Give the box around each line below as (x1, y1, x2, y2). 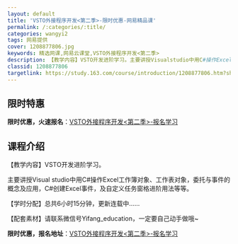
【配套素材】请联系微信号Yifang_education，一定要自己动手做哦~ (7, 214, 199, 223)
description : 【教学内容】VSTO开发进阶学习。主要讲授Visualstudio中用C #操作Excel (7, 57, 232, 64)
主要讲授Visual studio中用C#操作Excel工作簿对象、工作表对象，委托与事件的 (7, 175, 230, 184)
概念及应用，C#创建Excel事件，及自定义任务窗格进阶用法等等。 (7, 185, 193, 193)
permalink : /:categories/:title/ (7, 23, 106, 30)
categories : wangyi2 (7, 30, 69, 37)
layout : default (7, 10, 55, 18)
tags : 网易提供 (7, 37, 48, 44)
